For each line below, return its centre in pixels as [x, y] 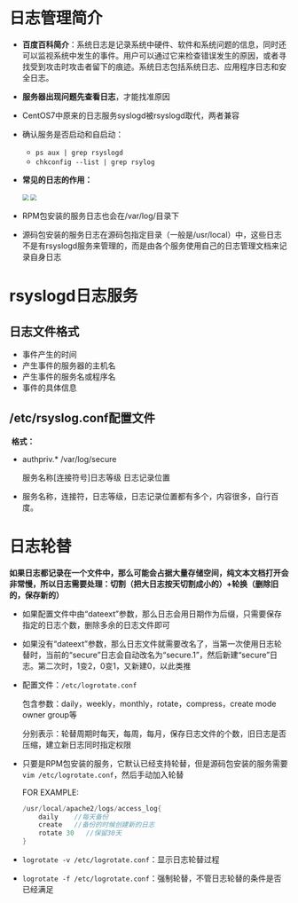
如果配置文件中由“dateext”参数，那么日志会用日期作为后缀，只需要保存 [152, 614]
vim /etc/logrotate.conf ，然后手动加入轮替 [103, 774]
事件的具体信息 [49, 388]
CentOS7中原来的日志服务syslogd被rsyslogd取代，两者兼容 [131, 115]
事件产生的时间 [49, 354]
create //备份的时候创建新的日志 [97, 825]
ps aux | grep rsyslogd [79, 153]
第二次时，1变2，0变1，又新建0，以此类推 [114, 665]
